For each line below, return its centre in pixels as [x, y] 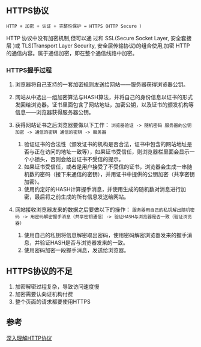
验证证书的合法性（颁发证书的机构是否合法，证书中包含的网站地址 [105, 144]
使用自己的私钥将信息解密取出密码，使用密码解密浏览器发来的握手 [105, 235]
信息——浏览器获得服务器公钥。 [54, 112]
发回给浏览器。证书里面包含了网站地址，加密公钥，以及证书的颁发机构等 [104, 105]
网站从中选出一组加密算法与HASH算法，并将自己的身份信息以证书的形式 [104, 97]
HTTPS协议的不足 [40, 271]
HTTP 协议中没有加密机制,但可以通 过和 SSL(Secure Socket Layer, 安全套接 [99, 38]
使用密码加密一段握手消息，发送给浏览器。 [76, 250]
